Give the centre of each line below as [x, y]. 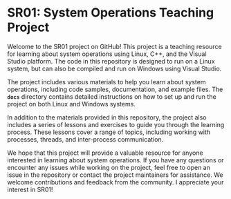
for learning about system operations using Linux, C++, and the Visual [107, 54]
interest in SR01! [30, 189]
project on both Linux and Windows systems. [72, 104]
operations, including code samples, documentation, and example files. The [115, 89]
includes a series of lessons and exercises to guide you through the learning [116, 124]
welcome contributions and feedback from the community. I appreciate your [115, 182]
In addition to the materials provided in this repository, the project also [107, 117]
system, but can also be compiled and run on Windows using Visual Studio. [114, 68]
